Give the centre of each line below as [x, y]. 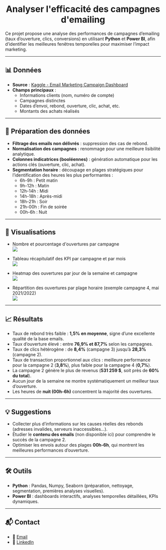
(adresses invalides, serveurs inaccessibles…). [60, 429]
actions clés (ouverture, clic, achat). [49, 164]
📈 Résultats [24, 319]
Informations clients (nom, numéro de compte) [67, 95]
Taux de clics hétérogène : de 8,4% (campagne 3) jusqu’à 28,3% [79, 349]
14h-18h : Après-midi [41, 196]
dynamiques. [25, 501]
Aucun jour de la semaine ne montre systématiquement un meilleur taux [85, 381]
